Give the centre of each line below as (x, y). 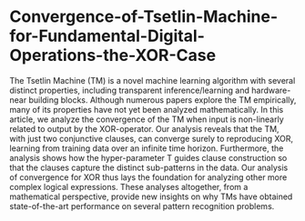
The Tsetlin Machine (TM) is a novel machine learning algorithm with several (152, 80)
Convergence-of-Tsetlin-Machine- (144, 17)
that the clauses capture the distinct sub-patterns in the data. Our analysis (149, 167)
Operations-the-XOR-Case (113, 55)
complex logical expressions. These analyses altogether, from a (129, 186)
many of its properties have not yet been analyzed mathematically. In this (147, 109)
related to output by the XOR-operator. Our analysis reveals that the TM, (144, 128)
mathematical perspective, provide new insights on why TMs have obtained (151, 196)
